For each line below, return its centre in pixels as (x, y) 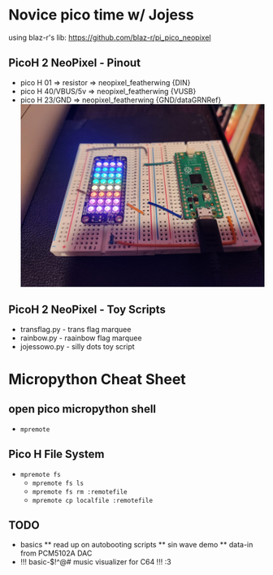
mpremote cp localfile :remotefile (92, 500)
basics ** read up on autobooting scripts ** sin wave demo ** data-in (136, 545)
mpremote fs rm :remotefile (80, 492)
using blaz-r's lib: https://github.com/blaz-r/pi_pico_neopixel (110, 37)
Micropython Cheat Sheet (97, 379)
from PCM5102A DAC (56, 553)
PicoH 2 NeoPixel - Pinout (74, 63)
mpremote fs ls (58, 483)
